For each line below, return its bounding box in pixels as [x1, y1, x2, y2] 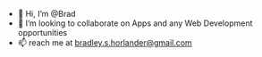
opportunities [17, 28, 68, 37]
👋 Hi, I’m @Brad [17, 9, 76, 19]
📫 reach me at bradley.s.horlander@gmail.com [17, 37, 192, 48]
